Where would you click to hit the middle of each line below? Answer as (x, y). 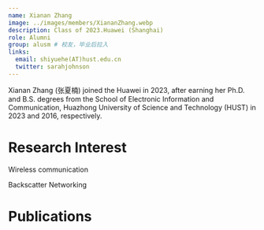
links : (19, 52)
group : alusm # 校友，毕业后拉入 (58, 45)
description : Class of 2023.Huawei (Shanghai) (86, 30)
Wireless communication (48, 169)
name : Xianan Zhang (40, 15)
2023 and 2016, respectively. (55, 116)
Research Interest (68, 147)
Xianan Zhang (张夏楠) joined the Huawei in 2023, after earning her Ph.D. (127, 90)
